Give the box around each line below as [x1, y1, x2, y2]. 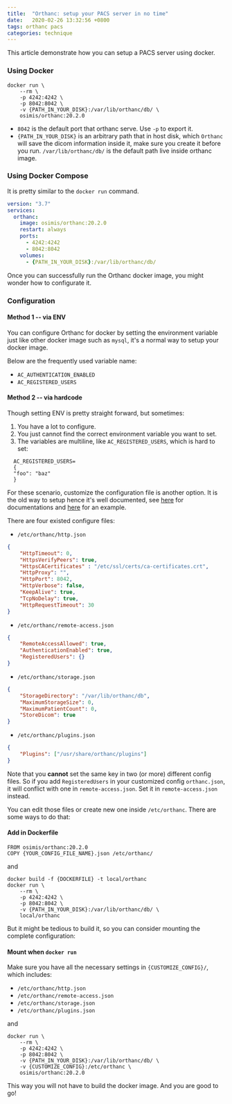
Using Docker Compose [7, 171, 89, 181]
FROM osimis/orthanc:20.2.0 [7, 844, 89, 851]
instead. [7, 791, 30, 800]
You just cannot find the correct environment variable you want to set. [17, 429, 217, 438]
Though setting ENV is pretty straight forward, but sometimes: [7, 409, 185, 417]
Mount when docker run [7, 948, 78, 956]
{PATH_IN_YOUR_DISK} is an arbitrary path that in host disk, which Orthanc [17, 131, 224, 140]
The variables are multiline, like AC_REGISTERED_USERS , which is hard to [17, 437, 216, 445]
